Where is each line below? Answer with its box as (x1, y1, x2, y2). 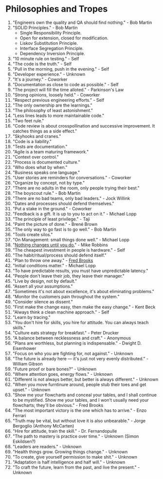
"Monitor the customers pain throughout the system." (12, 294, 120, 299)
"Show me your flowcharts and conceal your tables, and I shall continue (12, 392, 157, 398)
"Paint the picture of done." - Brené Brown (12, 221, 98, 227)
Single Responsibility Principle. (19, 30, 82, 36)
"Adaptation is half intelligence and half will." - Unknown (12, 459, 126, 465)
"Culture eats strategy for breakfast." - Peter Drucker (12, 330, 119, 335)
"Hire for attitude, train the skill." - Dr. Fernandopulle (12, 428, 117, 434)
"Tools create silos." (12, 231, 53, 237)
